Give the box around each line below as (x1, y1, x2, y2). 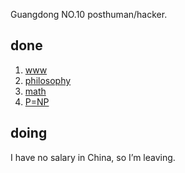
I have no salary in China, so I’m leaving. (10, 151, 176, 163)
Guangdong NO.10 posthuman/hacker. (10, 9, 168, 20)
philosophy (24, 74, 72, 86)
